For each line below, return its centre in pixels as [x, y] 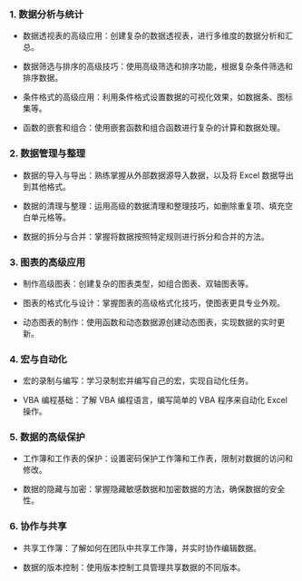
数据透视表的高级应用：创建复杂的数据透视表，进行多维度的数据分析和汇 [157, 36]
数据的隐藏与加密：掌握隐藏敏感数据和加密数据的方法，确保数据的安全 [154, 489]
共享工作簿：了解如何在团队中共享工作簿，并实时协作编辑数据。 [141, 547]
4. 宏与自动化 [39, 359]
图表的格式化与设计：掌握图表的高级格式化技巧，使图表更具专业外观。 [154, 302]
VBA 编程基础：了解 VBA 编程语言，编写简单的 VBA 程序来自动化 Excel [155, 400]
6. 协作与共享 [38, 527]
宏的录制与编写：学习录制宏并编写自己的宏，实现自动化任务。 [138, 381]
